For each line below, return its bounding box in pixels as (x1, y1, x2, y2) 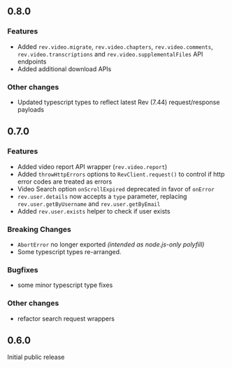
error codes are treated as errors (17, 177, 113, 186)
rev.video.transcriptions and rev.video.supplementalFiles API (17, 50, 203, 58)
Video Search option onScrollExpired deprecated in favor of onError (17, 184, 215, 193)
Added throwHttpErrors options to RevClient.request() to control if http (17, 170, 225, 178)
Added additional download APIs (17, 64, 112, 73)
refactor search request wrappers (17, 314, 115, 323)
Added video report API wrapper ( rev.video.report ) (17, 162, 168, 170)
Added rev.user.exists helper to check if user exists (17, 207, 171, 215)
